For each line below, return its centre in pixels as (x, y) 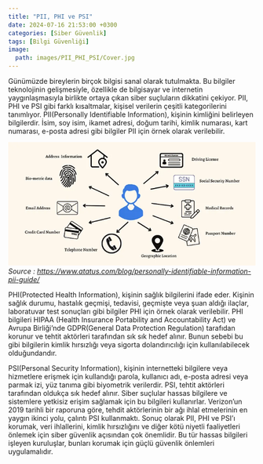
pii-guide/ (24, 279)
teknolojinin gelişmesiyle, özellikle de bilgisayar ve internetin (106, 89)
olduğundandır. (33, 353)
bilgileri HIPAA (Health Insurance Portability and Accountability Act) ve (122, 320)
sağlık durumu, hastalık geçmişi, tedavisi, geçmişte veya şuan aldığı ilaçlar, (129, 303)
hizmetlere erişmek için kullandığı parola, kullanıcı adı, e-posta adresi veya (128, 377)
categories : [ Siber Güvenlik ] (58, 33)
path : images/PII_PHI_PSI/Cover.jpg (75, 58)
